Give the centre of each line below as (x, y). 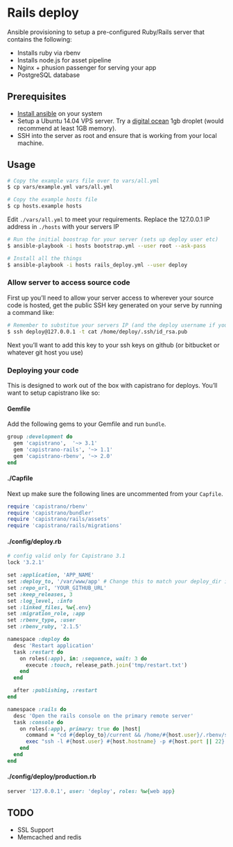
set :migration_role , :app (46, 614)
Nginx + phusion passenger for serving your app (87, 67)
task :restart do (38, 652)
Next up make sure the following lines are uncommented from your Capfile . (115, 493)
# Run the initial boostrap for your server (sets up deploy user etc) (113, 240)
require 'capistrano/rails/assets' (59, 519)
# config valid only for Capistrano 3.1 (67, 556)
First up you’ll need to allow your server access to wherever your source (111, 298)
